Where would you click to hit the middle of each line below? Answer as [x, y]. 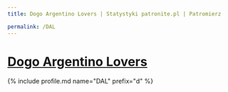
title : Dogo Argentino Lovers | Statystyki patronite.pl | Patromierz [114, 14]
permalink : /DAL [31, 27]
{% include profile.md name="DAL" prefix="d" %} [81, 81]
